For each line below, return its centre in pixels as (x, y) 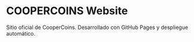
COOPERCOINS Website (67, 11)
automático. (21, 33)
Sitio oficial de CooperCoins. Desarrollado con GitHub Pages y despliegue (97, 27)
